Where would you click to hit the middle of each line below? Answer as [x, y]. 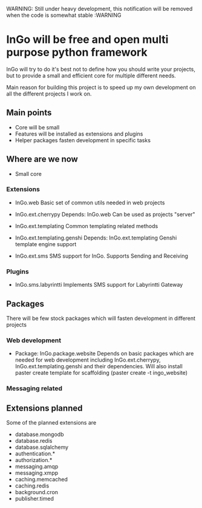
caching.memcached [41, 479]
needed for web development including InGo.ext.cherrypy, [88, 360]
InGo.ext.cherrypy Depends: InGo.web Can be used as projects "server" [105, 214]
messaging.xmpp [37, 473]
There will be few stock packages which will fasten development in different [101, 318]
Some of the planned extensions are [51, 422]
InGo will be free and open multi [87, 40]
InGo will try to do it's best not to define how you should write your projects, [101, 69]
